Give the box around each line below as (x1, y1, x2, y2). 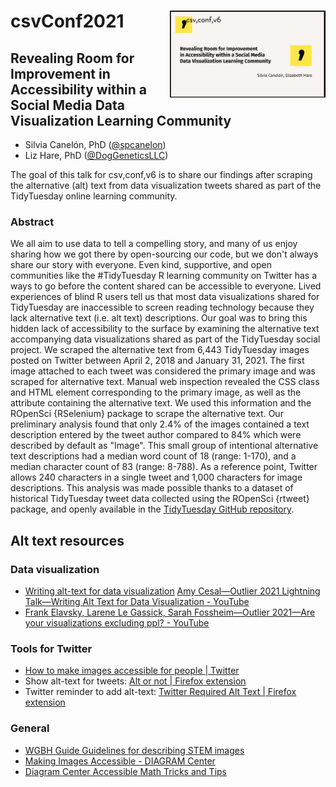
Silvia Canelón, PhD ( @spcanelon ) (24, 139, 167, 150)
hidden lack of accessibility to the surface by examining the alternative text (10, 323, 320, 335)
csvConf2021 (10, 10, 125, 33)
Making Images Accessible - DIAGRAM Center (24, 755, 216, 767)
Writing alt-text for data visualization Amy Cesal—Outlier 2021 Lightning (24, 585, 321, 597)
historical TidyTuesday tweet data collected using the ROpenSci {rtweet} (10, 493, 310, 505)
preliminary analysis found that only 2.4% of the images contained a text (10, 418, 310, 430)
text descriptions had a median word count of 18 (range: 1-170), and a (10, 450, 297, 462)
